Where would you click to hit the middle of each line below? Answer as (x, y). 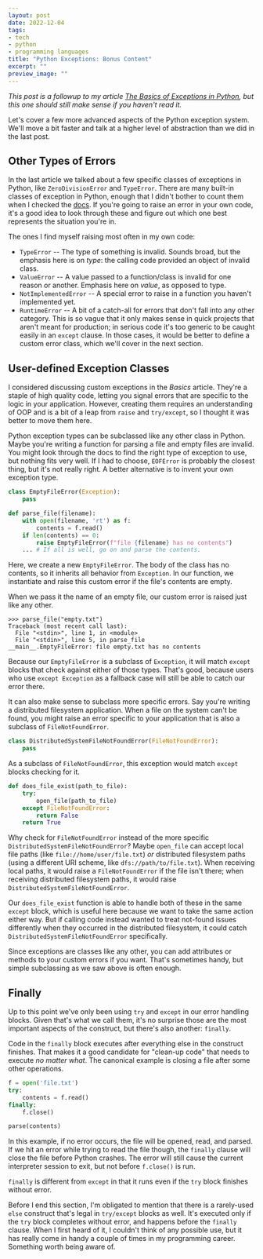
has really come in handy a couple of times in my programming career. (122, 1239)
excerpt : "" (27, 67)
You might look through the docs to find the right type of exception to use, (128, 453)
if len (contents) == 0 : (61, 535)
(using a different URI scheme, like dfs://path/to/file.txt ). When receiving (131, 863)
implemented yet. (47, 302)
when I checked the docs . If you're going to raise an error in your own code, (131, 205)
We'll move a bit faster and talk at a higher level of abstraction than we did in (131, 128)
